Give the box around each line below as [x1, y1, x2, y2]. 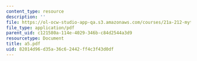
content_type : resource [6, 8, 64, 15]
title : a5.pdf [6, 41, 41, 47]
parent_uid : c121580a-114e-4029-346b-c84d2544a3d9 [6, 30, 133, 36]
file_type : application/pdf [6, 24, 75, 31]
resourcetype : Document [6, 35, 64, 41]
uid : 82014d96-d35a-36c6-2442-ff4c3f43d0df [6, 46, 114, 52]
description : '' [6, 14, 46, 20]
